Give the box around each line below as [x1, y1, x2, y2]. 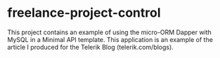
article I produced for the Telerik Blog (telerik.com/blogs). [7, 43, 174, 51]
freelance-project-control [7, 5, 161, 21]
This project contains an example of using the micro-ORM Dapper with [7, 28, 212, 36]
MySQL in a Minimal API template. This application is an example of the [7, 35, 213, 43]
